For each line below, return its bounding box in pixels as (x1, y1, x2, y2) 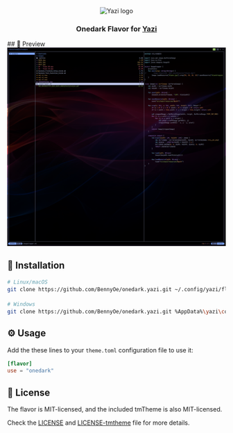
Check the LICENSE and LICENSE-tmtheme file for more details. (7, 418, 190, 427)
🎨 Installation (7, 259, 65, 271)
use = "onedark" (7, 368, 54, 375)
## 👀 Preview (7, 40, 46, 48)
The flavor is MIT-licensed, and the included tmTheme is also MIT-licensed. (7, 405, 223, 414)
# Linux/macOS (7, 279, 49, 286)
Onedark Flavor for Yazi (76, 24, 157, 33)
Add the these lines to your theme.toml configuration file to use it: (7, 345, 193, 354)
